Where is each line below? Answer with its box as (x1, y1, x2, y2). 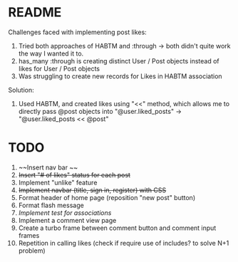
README (8, 4, 62, 21)
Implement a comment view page (18, 216, 117, 224)
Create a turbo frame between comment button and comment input (18, 224, 217, 232)
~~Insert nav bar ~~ (18, 163, 78, 172)
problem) (18, 246, 46, 255)
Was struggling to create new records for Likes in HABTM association (18, 72, 223, 80)
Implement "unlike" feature (18, 178, 98, 187)
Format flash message (18, 201, 84, 209)
